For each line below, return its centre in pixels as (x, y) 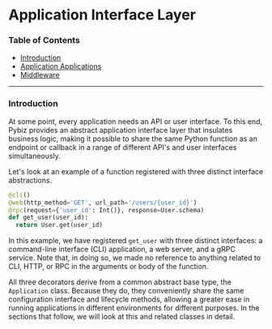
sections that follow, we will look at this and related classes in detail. (122, 317)
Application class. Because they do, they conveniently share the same (126, 291)
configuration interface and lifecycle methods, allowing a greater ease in (129, 299)
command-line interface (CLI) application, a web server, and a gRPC (122, 250)
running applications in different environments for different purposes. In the (134, 308)
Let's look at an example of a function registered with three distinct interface (136, 171)
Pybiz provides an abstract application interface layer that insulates (121, 130)
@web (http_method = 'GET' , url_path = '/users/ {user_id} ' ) (103, 203)
